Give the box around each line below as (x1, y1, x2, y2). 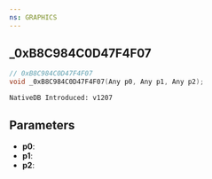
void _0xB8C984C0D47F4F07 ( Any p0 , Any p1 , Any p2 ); (9, 77, 204, 87)
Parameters (9, 117, 75, 133)
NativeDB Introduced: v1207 (9, 94, 114, 103)
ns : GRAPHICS (9, 12, 58, 22)
